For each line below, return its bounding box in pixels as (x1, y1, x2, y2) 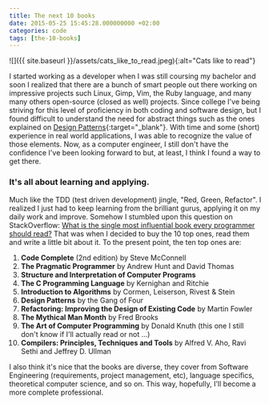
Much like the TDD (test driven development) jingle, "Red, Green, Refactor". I (9, 194, 262, 204)
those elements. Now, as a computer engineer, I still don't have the (9, 139, 229, 149)
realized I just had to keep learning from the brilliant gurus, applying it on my (9, 203, 261, 213)
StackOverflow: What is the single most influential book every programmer (9, 220, 255, 230)
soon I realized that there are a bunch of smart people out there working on (9, 80, 257, 90)
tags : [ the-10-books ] (9, 34, 82, 42)
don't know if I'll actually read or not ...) (20, 329, 151, 339)
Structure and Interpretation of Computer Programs (20, 270, 196, 279)
